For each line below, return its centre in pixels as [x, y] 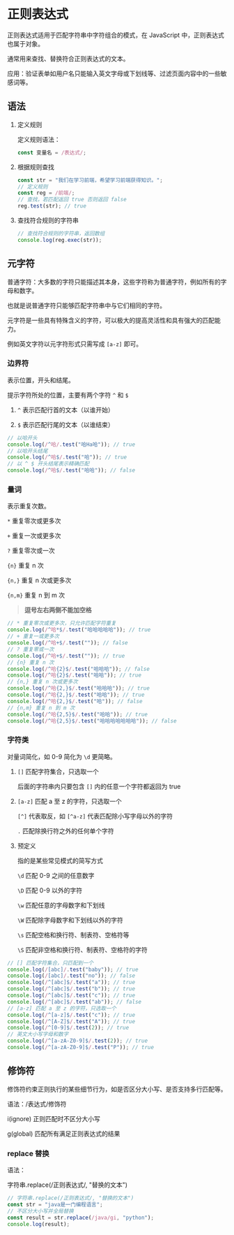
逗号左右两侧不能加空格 [58, 610]
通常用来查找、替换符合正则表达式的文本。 [68, 58]
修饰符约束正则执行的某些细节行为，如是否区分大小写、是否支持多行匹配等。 [117, 1089]
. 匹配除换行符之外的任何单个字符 [65, 831]
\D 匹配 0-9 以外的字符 [49, 890]
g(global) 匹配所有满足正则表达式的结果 [64, 1134]
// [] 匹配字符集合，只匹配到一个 [50, 963]
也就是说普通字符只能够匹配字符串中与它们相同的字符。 [86, 305]
